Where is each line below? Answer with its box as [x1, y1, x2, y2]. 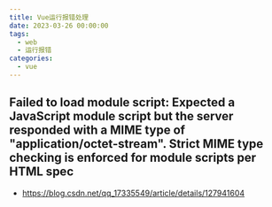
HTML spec [9, 165, 74, 180]
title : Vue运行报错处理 [9, 12, 89, 22]
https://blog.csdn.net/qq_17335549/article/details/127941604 [21, 188, 245, 198]
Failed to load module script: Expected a [9, 95, 236, 111]
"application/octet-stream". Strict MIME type [9, 136, 264, 151]
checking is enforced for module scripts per [9, 150, 257, 165]
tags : [9, 29, 29, 38]
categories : [9, 54, 53, 63]
